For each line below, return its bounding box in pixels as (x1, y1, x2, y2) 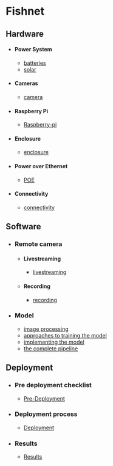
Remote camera (14, 240, 63, 248)
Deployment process (14, 410, 78, 418)
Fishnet (5, 4, 45, 18)
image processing (23, 325, 69, 333)
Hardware (5, 29, 44, 39)
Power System (14, 46, 52, 53)
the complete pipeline (23, 344, 78, 352)
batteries (23, 59, 46, 67)
